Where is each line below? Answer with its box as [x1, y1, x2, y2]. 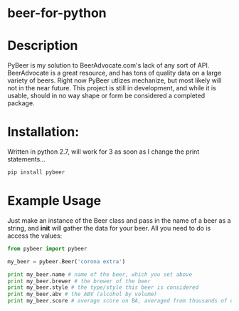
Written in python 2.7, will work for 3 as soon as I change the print [7, 147, 200, 156]
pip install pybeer [7, 169, 65, 176]
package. [7, 99, 35, 107]
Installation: [7, 124, 80, 140]
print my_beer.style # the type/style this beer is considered [7, 284, 199, 291]
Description [7, 38, 78, 54]
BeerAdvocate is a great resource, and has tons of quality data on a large [7, 69, 222, 78]
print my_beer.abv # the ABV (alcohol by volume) [7, 290, 158, 298]
